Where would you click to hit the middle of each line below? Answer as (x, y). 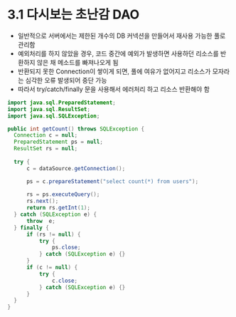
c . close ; (65, 281)
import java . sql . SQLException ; (54, 116)
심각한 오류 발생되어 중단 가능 (66, 80)
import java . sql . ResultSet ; (49, 109)
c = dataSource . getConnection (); (76, 168)
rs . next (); (42, 201)
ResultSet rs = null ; (46, 149)
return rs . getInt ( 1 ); (58, 208)
